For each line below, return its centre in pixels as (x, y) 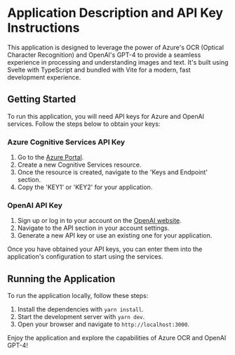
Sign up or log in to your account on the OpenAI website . (99, 221)
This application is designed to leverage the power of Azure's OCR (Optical (116, 47)
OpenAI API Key (35, 205)
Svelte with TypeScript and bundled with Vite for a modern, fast (99, 70)
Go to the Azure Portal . (51, 157)
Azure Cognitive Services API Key (66, 142)
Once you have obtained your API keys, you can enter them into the (105, 249)
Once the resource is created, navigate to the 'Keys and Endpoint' (113, 172)
